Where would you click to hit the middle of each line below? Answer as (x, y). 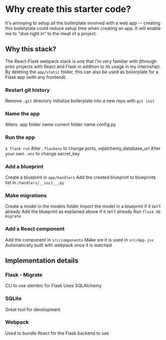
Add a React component (35, 229)
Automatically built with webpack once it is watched (59, 245)
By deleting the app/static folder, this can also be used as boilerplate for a (82, 72)
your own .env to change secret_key (43, 153)
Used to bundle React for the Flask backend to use (57, 333)
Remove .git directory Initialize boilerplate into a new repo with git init (80, 101)
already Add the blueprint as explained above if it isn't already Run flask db (83, 212)
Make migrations (26, 195)
